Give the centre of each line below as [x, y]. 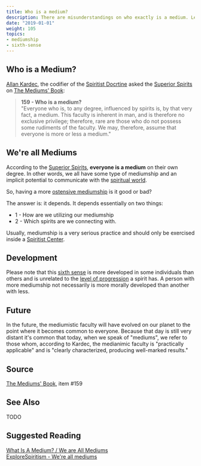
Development [32, 258]
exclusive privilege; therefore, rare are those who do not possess [101, 121]
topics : [16, 34]
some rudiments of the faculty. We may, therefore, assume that [98, 127]
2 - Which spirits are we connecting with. [66, 221]
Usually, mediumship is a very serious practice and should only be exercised [100, 233]
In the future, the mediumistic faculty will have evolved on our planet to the [98, 325]
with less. [18, 291]
